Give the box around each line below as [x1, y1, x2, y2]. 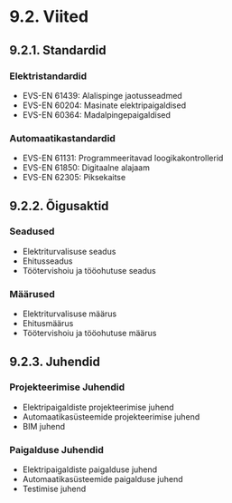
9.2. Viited [9, 6, 88, 27]
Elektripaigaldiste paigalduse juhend [22, 464, 158, 475]
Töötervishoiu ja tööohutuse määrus [22, 328, 157, 339]
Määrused [9, 287, 56, 300]
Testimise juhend [22, 483, 87, 495]
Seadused [9, 225, 55, 237]
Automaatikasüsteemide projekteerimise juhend [22, 411, 200, 422]
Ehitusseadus [22, 256, 73, 266]
